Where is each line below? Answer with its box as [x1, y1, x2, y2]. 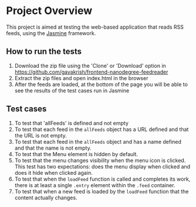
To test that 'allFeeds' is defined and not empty [14, 119, 129, 126]
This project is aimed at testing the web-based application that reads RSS [6, 23, 184, 30]
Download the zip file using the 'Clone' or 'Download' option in [14, 62, 166, 69]
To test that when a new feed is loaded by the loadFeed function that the [14, 188, 189, 195]
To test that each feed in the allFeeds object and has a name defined [14, 138, 182, 145]
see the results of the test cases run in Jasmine [14, 87, 130, 94]
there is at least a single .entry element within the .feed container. [14, 181, 175, 188]
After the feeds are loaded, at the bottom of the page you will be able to [14, 81, 188, 88]
